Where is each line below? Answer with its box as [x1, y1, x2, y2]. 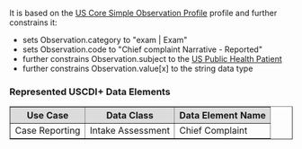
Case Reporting [14, 125, 81, 137]
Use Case [26, 110, 69, 122]
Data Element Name [179, 110, 267, 122]
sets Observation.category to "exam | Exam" [22, 35, 188, 45]
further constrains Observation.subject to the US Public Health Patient [22, 54, 283, 64]
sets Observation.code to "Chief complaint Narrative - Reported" [22, 44, 263, 55]
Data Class [106, 110, 155, 122]
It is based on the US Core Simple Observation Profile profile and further [9, 8, 278, 18]
